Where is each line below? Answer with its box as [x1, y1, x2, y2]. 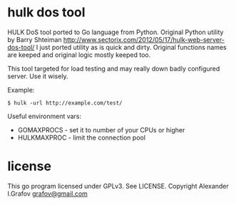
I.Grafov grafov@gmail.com [7, 189, 88, 198]
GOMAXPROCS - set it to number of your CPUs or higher [17, 125, 185, 134]
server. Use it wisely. [7, 72, 69, 80]
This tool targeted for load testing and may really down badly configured [7, 64, 220, 73]
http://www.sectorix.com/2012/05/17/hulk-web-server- [63, 35, 225, 43]
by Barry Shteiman [7, 35, 62, 43]
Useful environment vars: [7, 112, 82, 120]
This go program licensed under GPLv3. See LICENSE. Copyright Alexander [7, 182, 230, 190]
